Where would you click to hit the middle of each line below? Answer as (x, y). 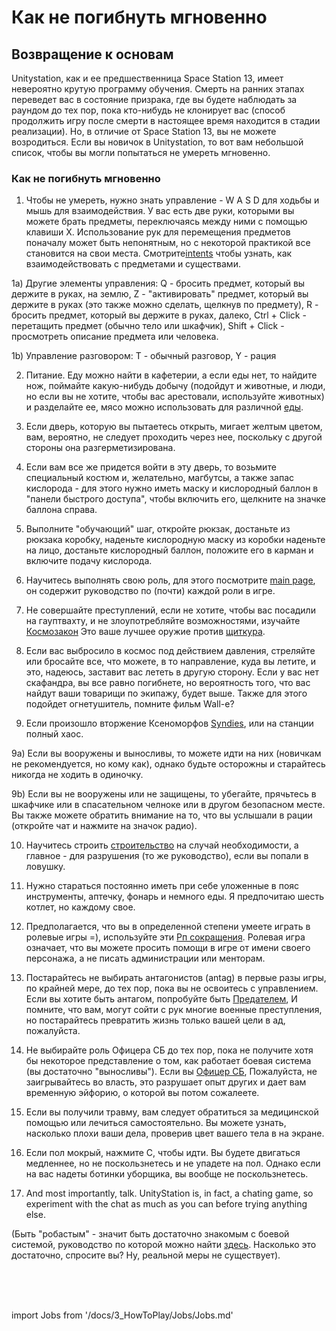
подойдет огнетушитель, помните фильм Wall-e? (130, 704)
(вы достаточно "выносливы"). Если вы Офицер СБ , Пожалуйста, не (171, 1072)
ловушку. (45, 867)
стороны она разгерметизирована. (100, 448)
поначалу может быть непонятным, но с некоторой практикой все (168, 243)
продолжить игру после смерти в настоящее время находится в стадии (166, 120)
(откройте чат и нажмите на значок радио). (104, 826)
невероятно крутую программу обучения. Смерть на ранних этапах (158, 89)
